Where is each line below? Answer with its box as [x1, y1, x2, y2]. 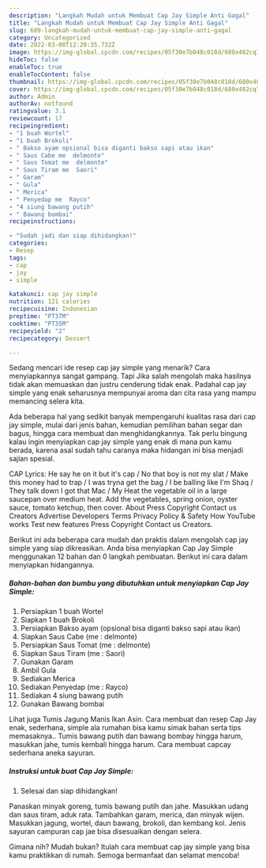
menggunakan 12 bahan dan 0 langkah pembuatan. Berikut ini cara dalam [9, 552, 248, 562]
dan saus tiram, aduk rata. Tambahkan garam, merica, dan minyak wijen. [9, 810, 245, 820]
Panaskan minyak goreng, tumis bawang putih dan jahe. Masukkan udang [9, 802, 249, 811]
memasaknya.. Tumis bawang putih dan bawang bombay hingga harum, [9, 731, 243, 741]
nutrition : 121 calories [9, 298, 91, 305]
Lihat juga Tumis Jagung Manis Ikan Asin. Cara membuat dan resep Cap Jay [9, 714, 257, 724]
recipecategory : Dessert [9, 334, 91, 343]
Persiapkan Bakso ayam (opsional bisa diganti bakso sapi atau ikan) [20, 624, 242, 633]
